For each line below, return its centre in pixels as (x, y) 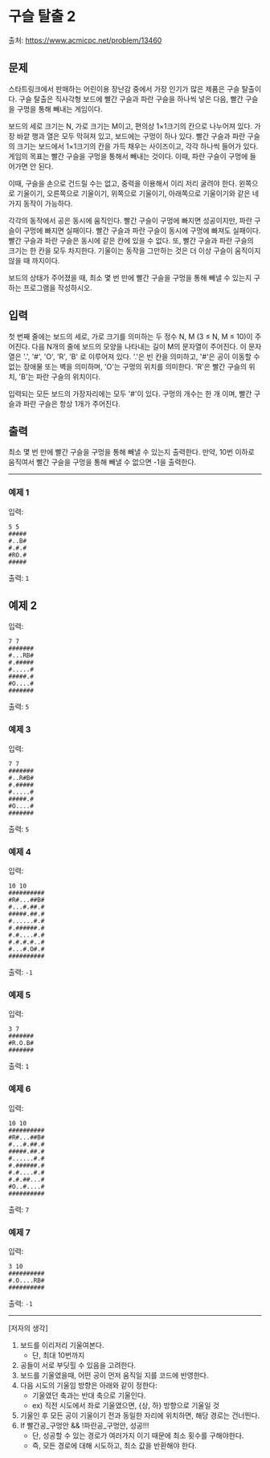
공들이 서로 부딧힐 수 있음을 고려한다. (78, 1365)
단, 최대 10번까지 (58, 1355)
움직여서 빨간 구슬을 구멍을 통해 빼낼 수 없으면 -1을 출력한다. (102, 462)
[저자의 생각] (28, 1328)
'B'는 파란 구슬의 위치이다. (60, 376)
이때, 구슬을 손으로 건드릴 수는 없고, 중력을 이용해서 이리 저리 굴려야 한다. (123, 183)
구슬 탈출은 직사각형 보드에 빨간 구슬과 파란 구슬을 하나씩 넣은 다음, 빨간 (131, 99)
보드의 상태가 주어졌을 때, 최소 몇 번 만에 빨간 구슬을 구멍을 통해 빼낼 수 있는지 (130, 277)
